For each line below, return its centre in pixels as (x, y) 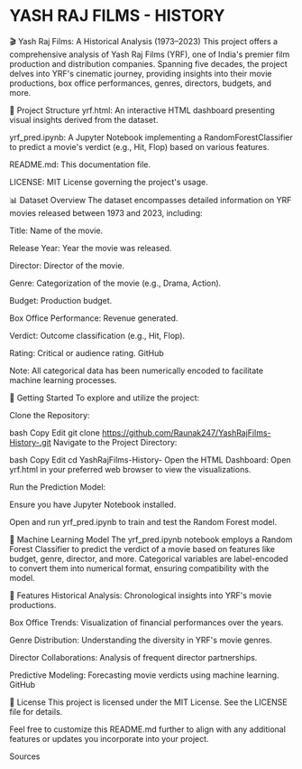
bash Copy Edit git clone (55, 432)
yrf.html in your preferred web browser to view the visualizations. (130, 469)
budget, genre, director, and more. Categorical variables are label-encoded (149, 558)
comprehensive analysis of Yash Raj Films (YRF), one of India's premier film (150, 54)
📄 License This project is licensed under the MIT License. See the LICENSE (149, 702)
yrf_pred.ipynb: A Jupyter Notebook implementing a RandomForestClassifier (151, 137)
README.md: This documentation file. (80, 164)
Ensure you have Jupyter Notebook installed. (93, 504)
